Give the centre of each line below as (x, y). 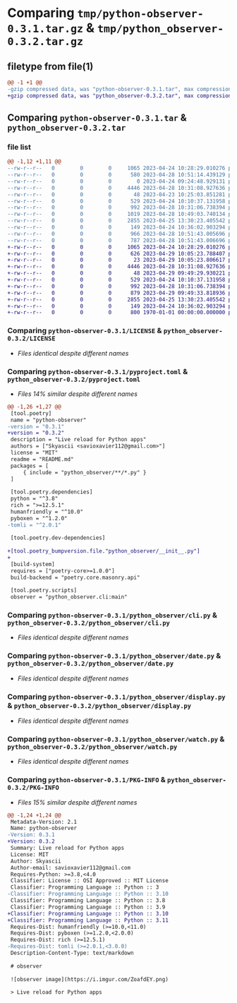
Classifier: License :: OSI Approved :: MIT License (90, 881)
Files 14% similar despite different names (77, 394)
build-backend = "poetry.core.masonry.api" (75, 577)
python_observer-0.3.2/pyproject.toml (74, 379)
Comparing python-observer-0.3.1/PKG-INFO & (86, 780)
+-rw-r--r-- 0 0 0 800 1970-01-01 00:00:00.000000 (116, 313)
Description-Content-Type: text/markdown (72, 953)
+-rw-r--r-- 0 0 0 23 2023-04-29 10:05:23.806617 (116, 260)
